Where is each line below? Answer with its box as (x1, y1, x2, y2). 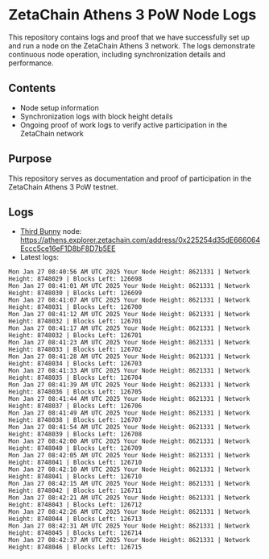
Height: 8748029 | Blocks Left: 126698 (8, 275, 143, 283)
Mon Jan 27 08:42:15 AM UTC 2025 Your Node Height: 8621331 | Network (8, 480, 250, 488)
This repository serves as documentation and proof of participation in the (8, 173, 252, 183)
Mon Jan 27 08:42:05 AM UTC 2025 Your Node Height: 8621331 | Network (8, 452, 250, 460)
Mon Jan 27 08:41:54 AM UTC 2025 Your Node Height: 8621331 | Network (8, 423, 250, 432)
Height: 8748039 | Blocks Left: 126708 (8, 430, 143, 439)
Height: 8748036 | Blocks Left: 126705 (8, 388, 143, 396)
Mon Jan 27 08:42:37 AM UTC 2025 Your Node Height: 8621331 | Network (8, 536, 250, 544)
